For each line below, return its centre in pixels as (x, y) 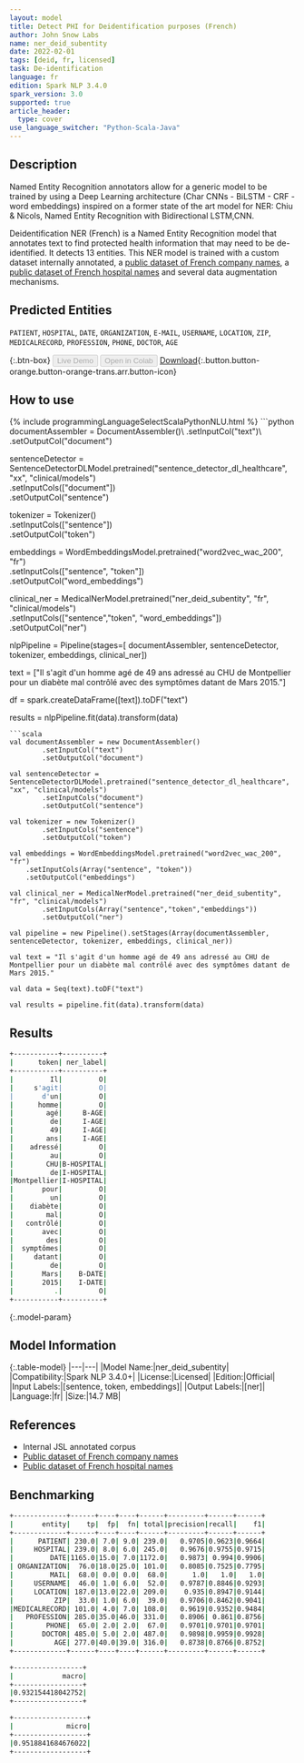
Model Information (63, 1345)
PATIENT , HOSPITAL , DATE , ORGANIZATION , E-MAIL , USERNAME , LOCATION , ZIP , (140, 332)
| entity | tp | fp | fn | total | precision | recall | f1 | (137, 1524)
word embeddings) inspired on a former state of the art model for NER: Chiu (151, 206)
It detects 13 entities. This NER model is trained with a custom (164, 252)
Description (43, 165)
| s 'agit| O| (58, 1088)
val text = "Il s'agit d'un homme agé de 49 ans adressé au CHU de (140, 957)
